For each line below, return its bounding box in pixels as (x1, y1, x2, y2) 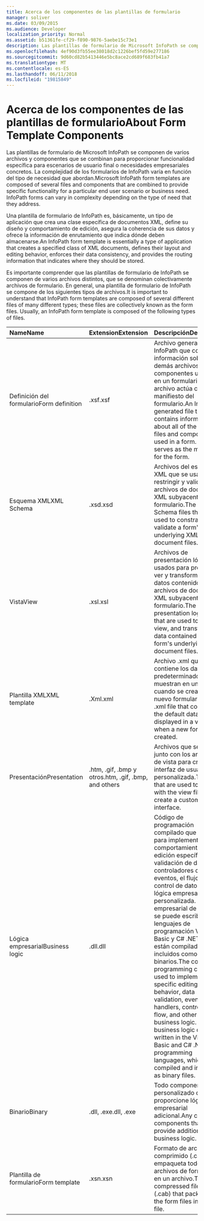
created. (154, 733, 178, 741)
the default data (154, 710, 199, 718)
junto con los (154, 750, 191, 759)
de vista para (154, 758, 191, 766)
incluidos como (154, 950, 198, 958)
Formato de (154, 1144, 187, 1152)
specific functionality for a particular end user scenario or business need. (6, 188, 190, 195)
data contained (154, 632, 197, 641)
